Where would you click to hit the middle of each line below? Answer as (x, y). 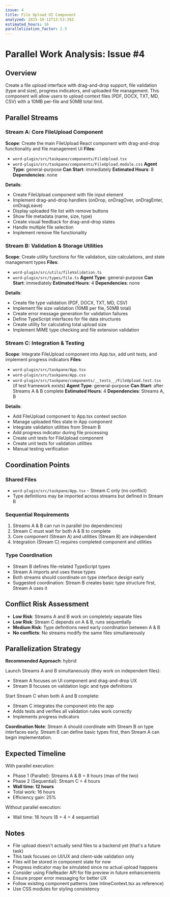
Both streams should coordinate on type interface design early (78, 577)
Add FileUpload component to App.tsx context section (69, 416)
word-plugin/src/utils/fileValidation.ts (57, 273)
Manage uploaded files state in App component (63, 422)
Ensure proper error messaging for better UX (60, 878)
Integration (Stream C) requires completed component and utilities (82, 542)
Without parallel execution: (33, 807)
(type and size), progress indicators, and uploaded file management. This (82, 91)
